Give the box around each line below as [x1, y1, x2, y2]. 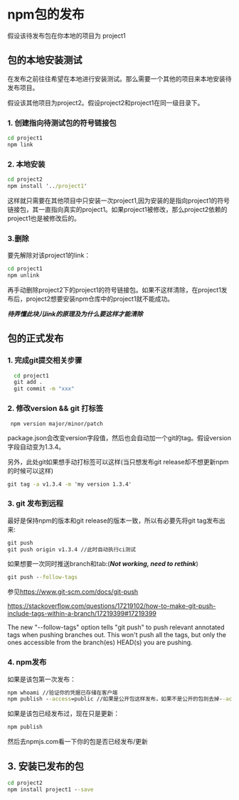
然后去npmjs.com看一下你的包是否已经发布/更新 [7, 737, 148, 746]
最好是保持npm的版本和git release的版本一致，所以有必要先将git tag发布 [7, 516, 219, 525]
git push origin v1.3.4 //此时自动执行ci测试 [7, 545, 137, 553]
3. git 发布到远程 [7, 498, 64, 508]
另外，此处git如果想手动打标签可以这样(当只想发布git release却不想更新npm [7, 457, 229, 466]
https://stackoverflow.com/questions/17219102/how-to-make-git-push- [7, 602, 216, 610]
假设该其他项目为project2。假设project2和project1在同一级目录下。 [7, 98, 204, 107]
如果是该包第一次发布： [7, 675, 76, 683]
